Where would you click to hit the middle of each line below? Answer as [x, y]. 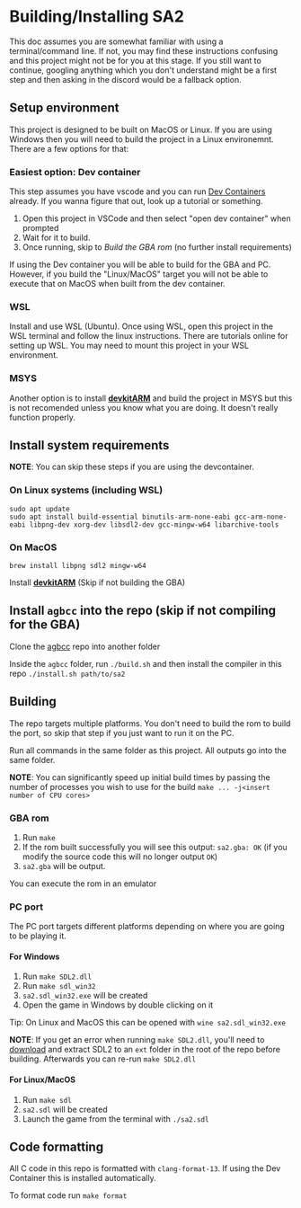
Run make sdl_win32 [59, 986]
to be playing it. [38, 936]
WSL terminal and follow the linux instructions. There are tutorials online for [149, 336]
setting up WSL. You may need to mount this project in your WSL [129, 346]
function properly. [43, 417]
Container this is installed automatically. [83, 1178]
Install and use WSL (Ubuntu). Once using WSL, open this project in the [142, 326]
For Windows [35, 956]
